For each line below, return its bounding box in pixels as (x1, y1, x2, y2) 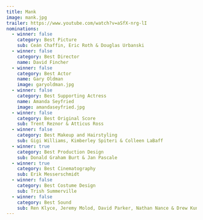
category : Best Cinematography (17, 166, 96, 172)
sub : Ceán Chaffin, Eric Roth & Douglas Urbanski (17, 43, 145, 49)
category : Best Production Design (17, 149, 104, 155)
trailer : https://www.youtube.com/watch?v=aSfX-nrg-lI (6, 20, 147, 26)
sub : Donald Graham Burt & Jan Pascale (17, 154, 118, 160)
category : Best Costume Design (17, 183, 96, 189)
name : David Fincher (17, 59, 69, 65)
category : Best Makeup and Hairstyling (17, 132, 118, 139)
